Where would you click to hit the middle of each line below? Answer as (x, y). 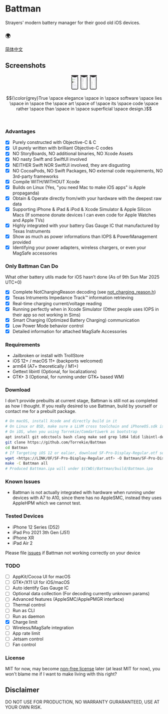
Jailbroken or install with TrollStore (48, 356)
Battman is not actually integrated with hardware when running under (84, 493)
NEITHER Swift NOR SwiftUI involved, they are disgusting (71, 165)
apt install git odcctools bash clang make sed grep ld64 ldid (72, 437)
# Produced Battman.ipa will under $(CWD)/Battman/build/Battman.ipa (79, 469)
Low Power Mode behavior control (48, 326)
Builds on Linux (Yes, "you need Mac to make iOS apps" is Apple (79, 187)
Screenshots (25, 65)
